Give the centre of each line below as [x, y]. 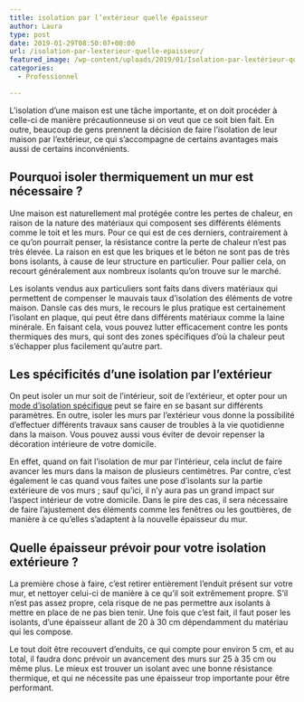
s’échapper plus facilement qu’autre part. [86, 346]
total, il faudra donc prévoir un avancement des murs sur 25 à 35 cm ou [143, 659]
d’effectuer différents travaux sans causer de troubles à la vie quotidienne [147, 425]
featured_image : [40, 60]
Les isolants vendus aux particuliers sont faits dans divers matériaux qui [144, 288]
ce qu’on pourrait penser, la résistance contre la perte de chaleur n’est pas [148, 242]
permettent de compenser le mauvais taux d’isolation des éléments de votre [151, 298]
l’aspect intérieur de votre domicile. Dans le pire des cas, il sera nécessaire [149, 500]
